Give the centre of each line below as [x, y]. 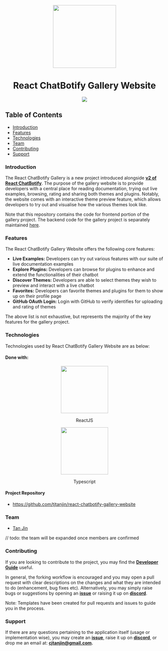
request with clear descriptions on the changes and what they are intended [83, 582]
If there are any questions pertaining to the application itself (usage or [77, 632]
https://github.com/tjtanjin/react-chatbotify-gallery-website [74, 504]
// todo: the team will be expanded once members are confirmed [72, 538]
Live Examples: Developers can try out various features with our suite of [88, 259]
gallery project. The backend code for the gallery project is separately [78, 220]
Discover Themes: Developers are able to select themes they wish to [85, 280]
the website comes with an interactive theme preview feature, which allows [83, 199]
